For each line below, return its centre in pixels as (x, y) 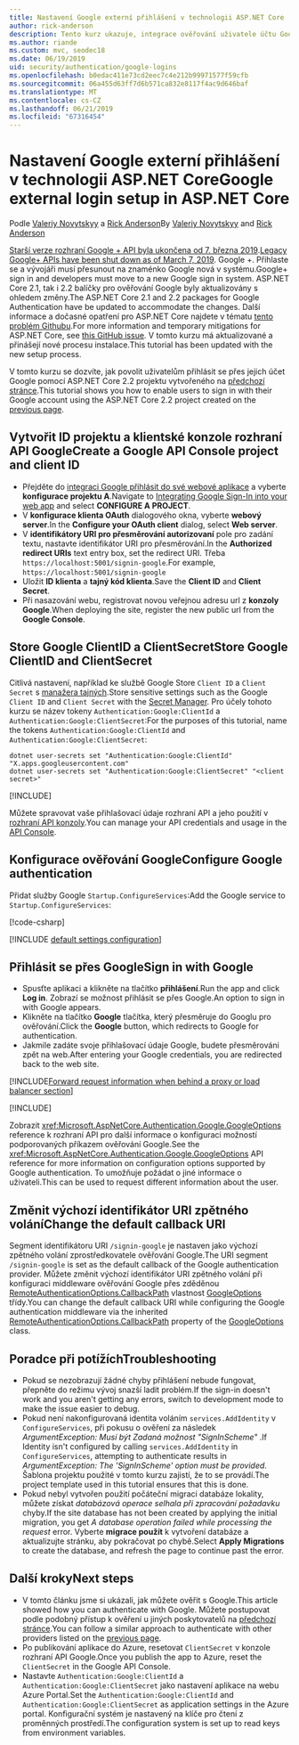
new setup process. (45, 355)
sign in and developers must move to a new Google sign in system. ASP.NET (149, 279)
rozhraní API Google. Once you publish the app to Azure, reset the (142, 1657)
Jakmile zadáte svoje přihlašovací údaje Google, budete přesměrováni (151, 1045)
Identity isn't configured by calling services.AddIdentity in (130, 1446)
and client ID (44, 465)
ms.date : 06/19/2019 (48, 59)
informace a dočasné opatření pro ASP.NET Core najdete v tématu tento (141, 316)
